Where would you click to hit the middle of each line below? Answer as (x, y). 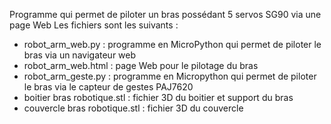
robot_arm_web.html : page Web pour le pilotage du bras (141, 65)
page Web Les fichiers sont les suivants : (94, 25)
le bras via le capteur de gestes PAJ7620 (108, 87)
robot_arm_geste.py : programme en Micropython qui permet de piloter (170, 76)
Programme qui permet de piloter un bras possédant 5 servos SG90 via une (165, 14)
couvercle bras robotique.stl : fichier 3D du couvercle (133, 108)
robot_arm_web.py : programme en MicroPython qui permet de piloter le (172, 44)
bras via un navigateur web (80, 55)
